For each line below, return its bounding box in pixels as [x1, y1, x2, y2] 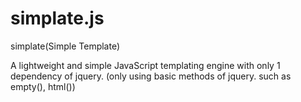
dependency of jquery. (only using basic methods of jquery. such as [10, 70, 292, 82]
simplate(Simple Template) [10, 40, 121, 52]
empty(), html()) [10, 80, 76, 92]
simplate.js [10, 7, 105, 30]
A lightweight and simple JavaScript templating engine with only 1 [10, 59, 281, 71]
